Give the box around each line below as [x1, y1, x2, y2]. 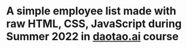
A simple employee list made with [6, 4, 177, 18]
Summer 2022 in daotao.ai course [6, 30, 179, 43]
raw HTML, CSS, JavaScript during [6, 17, 182, 31]
